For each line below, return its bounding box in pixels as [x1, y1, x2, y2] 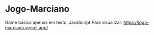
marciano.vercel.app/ [5, 24, 48, 30]
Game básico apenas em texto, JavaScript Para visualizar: [5, 19, 123, 25]
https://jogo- [123, 19, 149, 25]
